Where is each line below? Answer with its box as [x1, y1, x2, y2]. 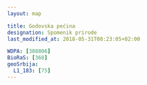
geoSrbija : [7, 61, 39, 68]
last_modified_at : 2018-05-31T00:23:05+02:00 [7, 35, 140, 42]
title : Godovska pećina [7, 22, 76, 30]
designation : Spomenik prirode [7, 29, 97, 36]
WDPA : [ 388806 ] [7, 48, 51, 55]
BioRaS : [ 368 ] [7, 55, 48, 62]
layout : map [7, 10, 41, 17]
